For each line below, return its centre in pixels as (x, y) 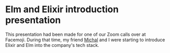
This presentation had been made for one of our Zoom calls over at (76, 34)
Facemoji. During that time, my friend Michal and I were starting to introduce (85, 40)
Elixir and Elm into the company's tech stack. (52, 45)
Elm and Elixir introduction (62, 9)
